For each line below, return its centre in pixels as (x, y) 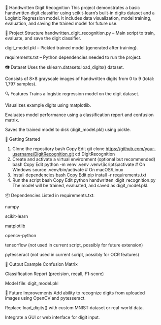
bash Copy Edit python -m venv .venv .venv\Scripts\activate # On (79, 164)
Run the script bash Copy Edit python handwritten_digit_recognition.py (84, 180)
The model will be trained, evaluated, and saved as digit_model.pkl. (80, 185)
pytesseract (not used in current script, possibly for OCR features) (72, 255)
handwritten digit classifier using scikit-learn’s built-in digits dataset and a (80, 13)
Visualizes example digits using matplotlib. (48, 105)
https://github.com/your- (131, 149)
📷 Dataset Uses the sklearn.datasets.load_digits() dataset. (64, 67)
